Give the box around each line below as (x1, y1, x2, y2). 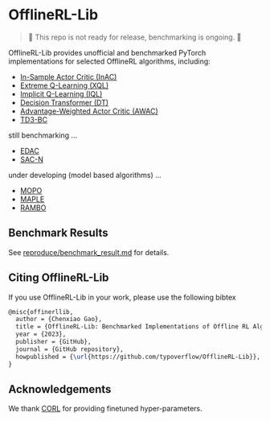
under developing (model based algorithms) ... (8, 170, 162, 180)
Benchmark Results (8, 226, 108, 240)
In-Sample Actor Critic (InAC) (19, 72, 117, 81)
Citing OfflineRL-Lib (8, 271, 109, 285)
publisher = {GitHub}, (15, 338, 92, 346)
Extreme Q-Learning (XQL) (19, 80, 109, 90)
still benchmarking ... (8, 130, 78, 140)
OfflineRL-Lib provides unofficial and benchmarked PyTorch (8, 47, 207, 57)
